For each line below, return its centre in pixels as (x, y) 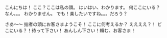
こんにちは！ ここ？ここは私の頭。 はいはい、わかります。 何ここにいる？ (82, 7)
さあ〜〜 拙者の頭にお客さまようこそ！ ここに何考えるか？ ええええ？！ (80, 24)
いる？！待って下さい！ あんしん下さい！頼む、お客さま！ (75, 30)
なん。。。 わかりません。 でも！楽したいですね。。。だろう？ (66, 13)
